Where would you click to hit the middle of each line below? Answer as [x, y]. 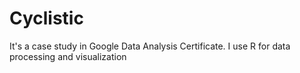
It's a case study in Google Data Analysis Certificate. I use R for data [150, 46]
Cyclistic [46, 18]
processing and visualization [68, 56]
